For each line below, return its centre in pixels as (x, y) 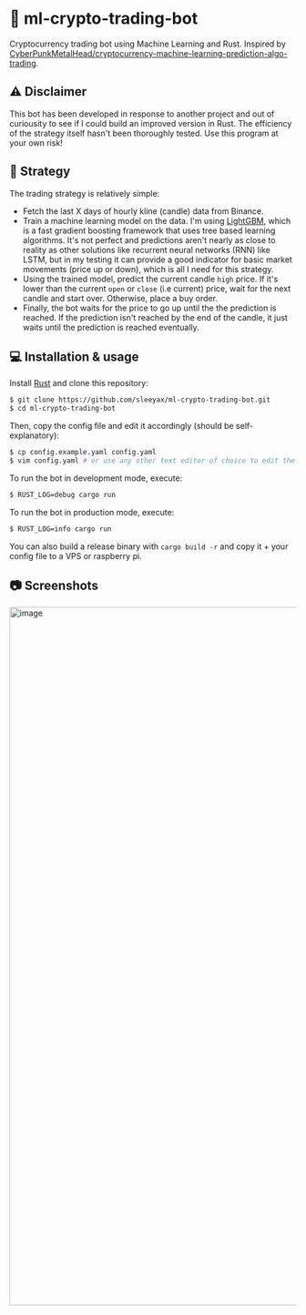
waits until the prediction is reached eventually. (111, 327)
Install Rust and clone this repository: (79, 383)
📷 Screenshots (54, 586)
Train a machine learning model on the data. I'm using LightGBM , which (157, 220)
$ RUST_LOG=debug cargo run (63, 494)
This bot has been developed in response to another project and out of (142, 114)
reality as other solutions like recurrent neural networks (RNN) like (146, 250)
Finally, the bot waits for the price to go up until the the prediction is (149, 308)
